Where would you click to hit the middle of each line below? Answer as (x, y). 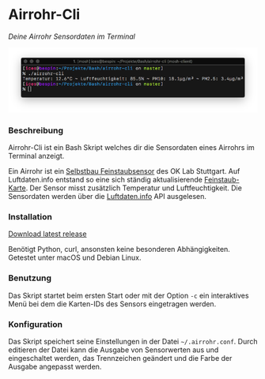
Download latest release (47, 234)
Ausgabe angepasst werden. (55, 366)
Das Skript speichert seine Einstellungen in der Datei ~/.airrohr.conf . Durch (133, 341)
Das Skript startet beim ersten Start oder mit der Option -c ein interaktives (129, 295)
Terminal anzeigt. (36, 156)
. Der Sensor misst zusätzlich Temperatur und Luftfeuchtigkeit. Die (134, 188)
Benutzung (30, 278)
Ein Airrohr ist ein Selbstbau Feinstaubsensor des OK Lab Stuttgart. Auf (124, 171)
